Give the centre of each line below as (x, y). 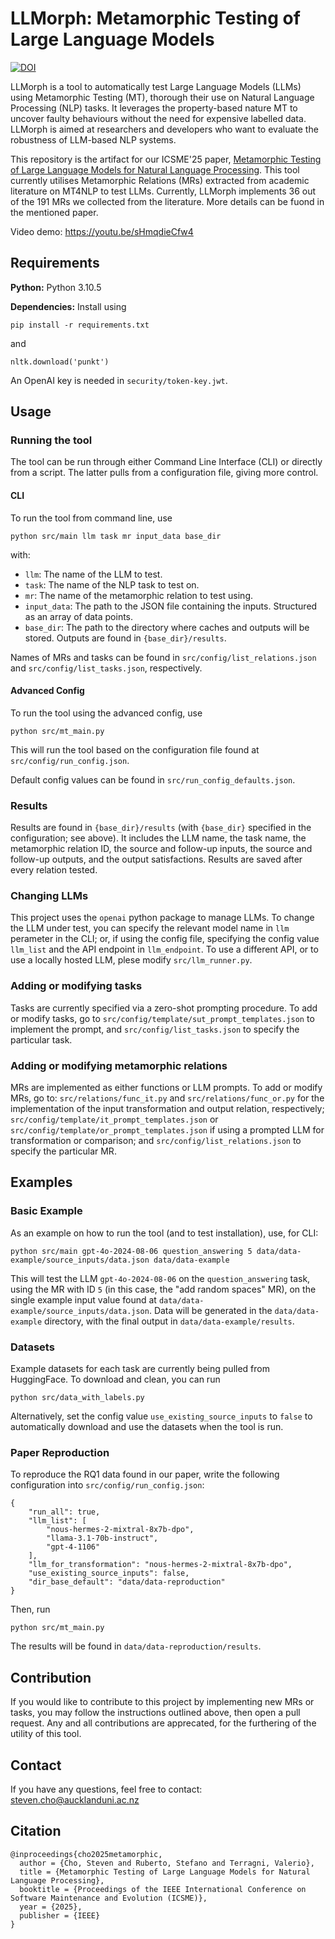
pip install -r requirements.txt (80, 325)
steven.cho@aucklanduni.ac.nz (75, 1799)
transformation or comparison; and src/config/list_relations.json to (156, 1141)
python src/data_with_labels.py (77, 1398)
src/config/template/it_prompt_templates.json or (114, 1119)
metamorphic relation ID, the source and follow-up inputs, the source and (161, 849)
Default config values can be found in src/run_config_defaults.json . (153, 779)
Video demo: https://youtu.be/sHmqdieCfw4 (102, 231)
